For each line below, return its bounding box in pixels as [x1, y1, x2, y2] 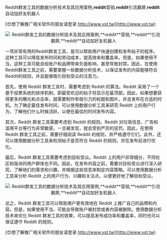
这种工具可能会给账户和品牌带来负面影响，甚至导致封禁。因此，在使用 [13, 61, 158, 66]
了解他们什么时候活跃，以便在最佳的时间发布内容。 [13, 109, 118, 114]
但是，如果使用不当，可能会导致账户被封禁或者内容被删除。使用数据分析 [13, 206, 162, 212]
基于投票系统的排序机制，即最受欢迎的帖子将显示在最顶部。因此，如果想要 [5, 90, 158, 96]
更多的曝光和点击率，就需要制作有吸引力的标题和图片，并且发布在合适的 [9, 96, 158, 102]
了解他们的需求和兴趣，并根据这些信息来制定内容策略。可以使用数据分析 [13, 167, 162, 173]
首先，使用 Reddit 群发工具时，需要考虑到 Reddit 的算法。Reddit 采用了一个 [5, 84, 160, 89]
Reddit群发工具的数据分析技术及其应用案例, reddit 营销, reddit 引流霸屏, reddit [5, 4, 160, 10]
